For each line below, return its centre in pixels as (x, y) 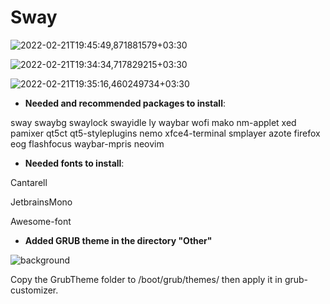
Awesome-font (41, 221)
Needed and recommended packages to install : (125, 103)
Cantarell (29, 182)
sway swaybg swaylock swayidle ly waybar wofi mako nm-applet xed (153, 122)
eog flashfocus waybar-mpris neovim (87, 143)
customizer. (34, 290)
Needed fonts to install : (74, 163)
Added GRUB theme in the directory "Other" (118, 240)
